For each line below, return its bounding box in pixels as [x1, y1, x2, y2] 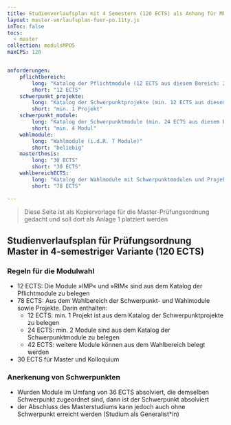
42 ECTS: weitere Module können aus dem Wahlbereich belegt [27, 341, 206, 349]
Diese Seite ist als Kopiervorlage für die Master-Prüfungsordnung [23, 208, 210, 216]
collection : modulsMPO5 [7, 42, 76, 49]
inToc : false [7, 23, 45, 30]
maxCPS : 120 [7, 49, 41, 56]
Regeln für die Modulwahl [7, 266, 95, 276]
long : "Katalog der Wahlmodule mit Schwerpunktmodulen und [32, 176, 205, 183]
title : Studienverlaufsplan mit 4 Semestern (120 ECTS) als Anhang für [7, 10, 217, 17]
